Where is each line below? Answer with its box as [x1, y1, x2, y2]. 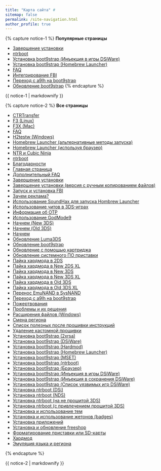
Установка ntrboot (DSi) [12, 387, 63, 393]
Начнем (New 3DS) [12, 220, 54, 226]
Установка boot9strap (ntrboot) [12, 360, 79, 366]
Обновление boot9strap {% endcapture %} [12, 83, 104, 89]
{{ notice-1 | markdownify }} [5, 93, 64, 99]
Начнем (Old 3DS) [12, 225, 52, 231]
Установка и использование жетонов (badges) [12, 414, 113, 420]
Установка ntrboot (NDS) [12, 392, 66, 398]
